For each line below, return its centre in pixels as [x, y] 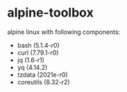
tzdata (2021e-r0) [42, 75]
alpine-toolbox [50, 13]
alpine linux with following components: [64, 32]
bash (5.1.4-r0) [39, 45]
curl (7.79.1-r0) [38, 53]
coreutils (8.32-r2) [44, 82]
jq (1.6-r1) [31, 59]
